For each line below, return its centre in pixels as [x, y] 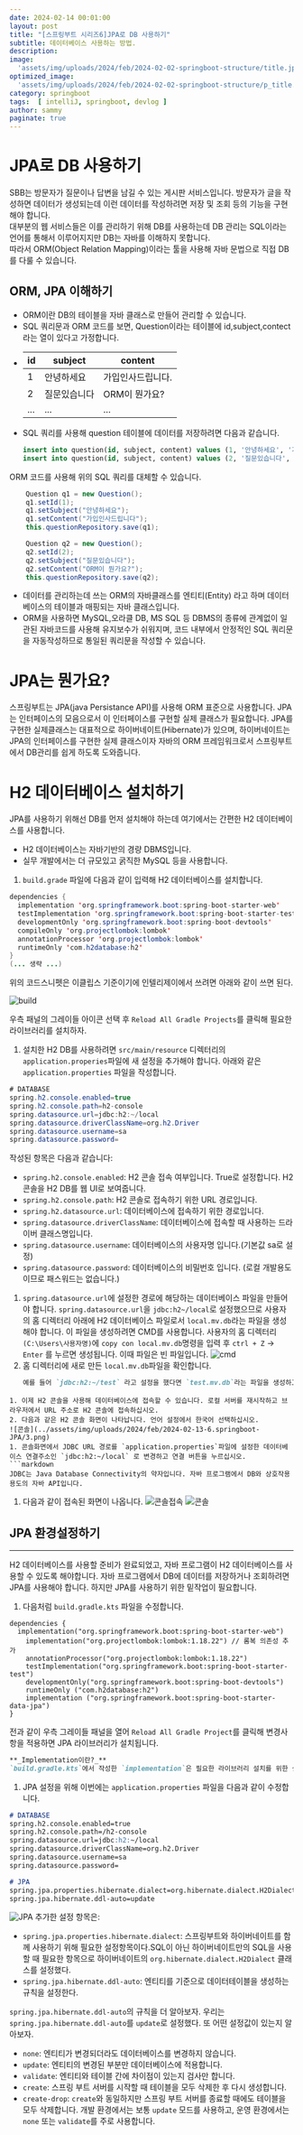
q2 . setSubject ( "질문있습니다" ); [81, 561]
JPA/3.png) [30, 1438]
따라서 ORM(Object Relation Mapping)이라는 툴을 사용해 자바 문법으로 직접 [143, 249]
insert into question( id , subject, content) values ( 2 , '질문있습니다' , [156, 458]
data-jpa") [30, 1706]
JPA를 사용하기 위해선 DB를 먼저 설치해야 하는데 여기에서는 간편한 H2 [132, 819]
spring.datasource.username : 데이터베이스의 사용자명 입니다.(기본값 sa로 [153, 1245]
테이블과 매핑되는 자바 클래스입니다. [117, 607]
